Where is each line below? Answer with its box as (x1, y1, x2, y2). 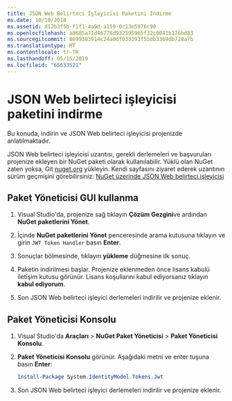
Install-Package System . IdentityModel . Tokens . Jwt (17, 373, 164, 381)
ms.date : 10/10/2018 (7, 17, 67, 24)
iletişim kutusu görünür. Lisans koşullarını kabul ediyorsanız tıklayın (17, 273, 209, 281)
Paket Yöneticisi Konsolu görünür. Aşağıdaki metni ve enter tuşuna (17, 353, 210, 361)
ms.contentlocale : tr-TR (7, 49, 79, 56)
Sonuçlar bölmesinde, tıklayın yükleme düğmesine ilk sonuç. (17, 252, 191, 260)
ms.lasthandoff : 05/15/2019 (7, 55, 89, 62)
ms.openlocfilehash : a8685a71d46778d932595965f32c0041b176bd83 (7, 29, 194, 37)
